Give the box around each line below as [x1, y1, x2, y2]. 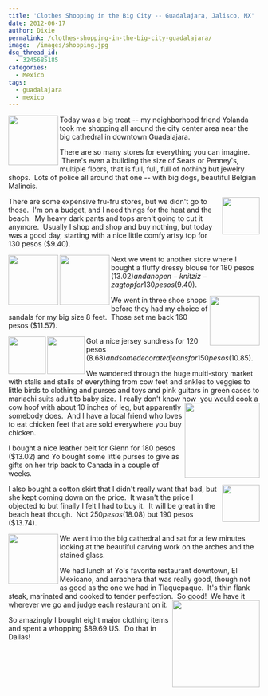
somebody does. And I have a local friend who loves [8, 411, 183, 421]
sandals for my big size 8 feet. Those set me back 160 [8, 313, 188, 322]
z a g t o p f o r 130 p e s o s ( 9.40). [111, 280, 198, 289]
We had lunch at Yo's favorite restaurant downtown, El [59, 566, 238, 576]
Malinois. [8, 181, 38, 191]
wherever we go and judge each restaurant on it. [8, 600, 168, 610]
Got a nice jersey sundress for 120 [86, 336, 199, 346]
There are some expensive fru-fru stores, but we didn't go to [8, 197, 207, 206]
